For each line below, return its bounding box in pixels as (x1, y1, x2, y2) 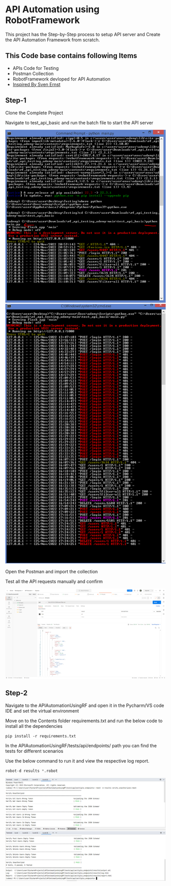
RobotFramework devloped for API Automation (12, 75, 111, 82)
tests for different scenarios (5, 748, 64, 754)
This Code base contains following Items (5, 52, 137, 60)
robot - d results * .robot (5, 768, 58, 773)
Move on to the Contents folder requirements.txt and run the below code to (5, 718, 163, 724)
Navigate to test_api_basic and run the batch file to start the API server (5, 119, 154, 125)
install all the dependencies (5, 723, 63, 729)
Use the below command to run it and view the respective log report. (5, 757, 150, 764)
